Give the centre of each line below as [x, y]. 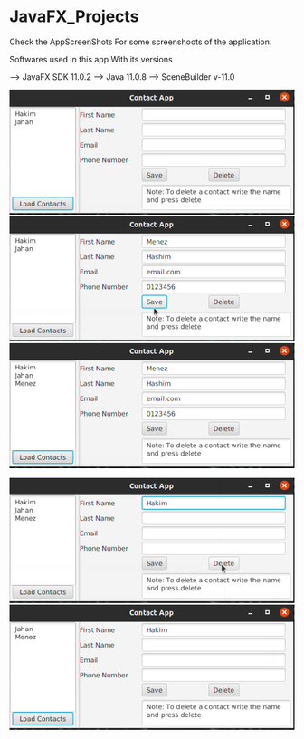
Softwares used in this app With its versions [91, 59]
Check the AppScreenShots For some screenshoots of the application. [141, 42]
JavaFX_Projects [74, 17]
